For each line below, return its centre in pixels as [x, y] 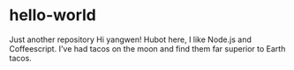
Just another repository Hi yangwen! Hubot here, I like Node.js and [130, 39]
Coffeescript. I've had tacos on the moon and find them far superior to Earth [147, 48]
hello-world [53, 15]
